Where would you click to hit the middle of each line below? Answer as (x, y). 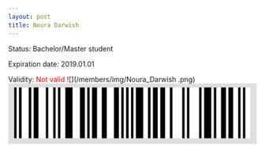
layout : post (30, 17)
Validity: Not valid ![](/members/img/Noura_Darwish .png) (102, 79)
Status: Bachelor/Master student (61, 48)
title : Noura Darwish (44, 25)
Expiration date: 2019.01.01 (51, 64)
